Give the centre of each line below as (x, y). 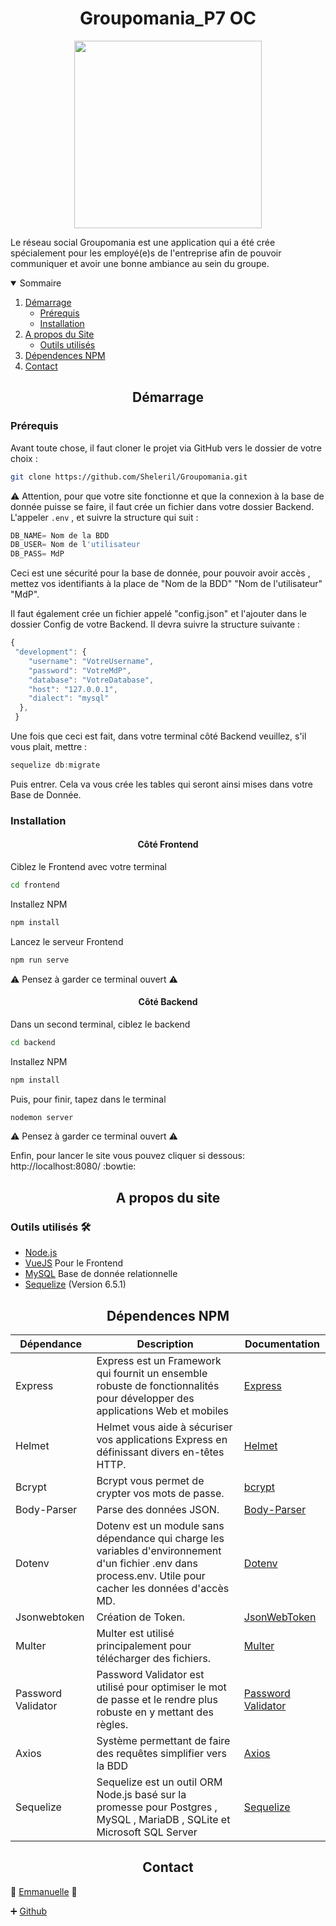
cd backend (33, 1042)
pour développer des (145, 1398)
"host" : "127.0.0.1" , (73, 689)
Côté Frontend (168, 844)
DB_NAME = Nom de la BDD (60, 535)
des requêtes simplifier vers (161, 1753)
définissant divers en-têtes (160, 1452)
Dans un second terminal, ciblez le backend (100, 1024)
